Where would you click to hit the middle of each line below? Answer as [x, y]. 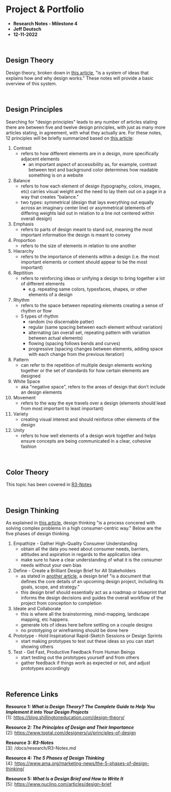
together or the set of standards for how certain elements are [85, 370]
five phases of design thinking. [38, 534]
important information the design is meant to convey [76, 235]
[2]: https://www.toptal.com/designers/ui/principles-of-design [71, 733]
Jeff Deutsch [27, 29]
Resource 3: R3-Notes [30, 742]
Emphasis [23, 224]
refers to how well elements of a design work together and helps [88, 436]
